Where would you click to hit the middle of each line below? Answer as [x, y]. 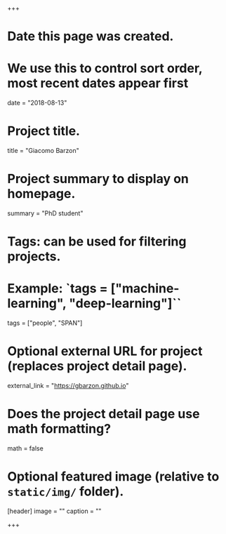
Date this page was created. [91, 36]
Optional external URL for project [105, 351]
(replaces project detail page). [97, 366]
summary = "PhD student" [45, 213]
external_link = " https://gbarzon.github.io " [68, 386]
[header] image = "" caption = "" [54, 511]
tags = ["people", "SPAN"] [45, 323]
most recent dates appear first [98, 83]
